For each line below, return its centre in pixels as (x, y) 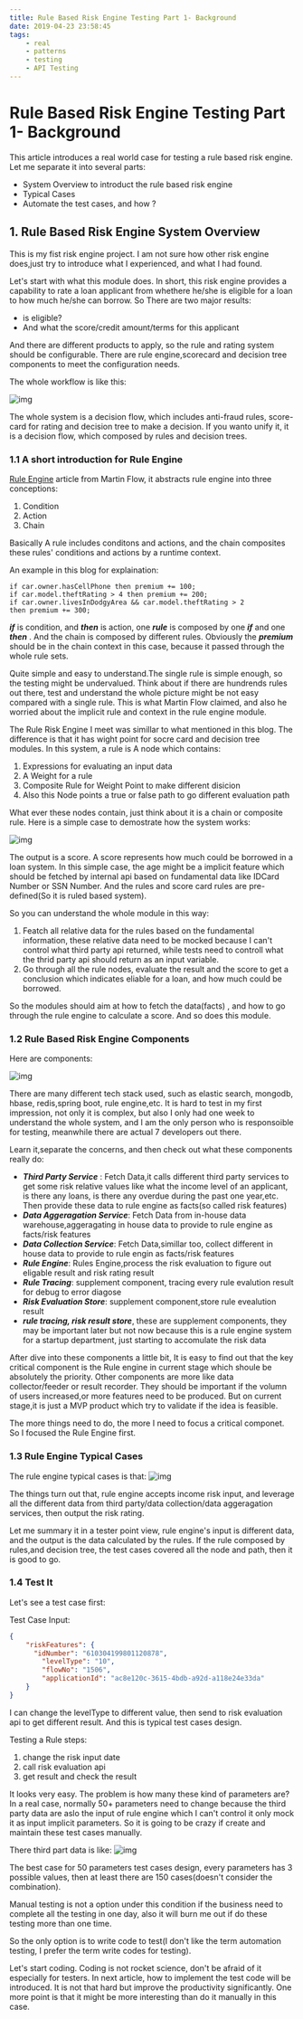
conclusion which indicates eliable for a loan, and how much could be (152, 979)
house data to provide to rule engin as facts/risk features (128, 1254)
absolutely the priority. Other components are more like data (122, 1377)
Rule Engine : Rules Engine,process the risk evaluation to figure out (147, 1264)
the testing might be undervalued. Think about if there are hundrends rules (148, 683)
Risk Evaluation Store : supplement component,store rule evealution (149, 1302)
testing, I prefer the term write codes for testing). (100, 1950)
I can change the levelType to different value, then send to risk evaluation (146, 1712)
